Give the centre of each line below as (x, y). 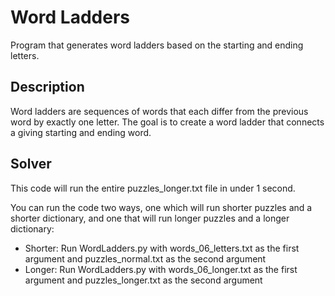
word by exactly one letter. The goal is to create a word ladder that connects (167, 122)
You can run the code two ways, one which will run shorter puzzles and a (161, 207)
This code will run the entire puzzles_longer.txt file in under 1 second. (153, 188)
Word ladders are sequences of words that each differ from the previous (159, 111)
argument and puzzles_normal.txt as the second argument (145, 258)
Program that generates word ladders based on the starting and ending (157, 45)
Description (47, 87)
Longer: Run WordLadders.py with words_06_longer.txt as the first (161, 269)
